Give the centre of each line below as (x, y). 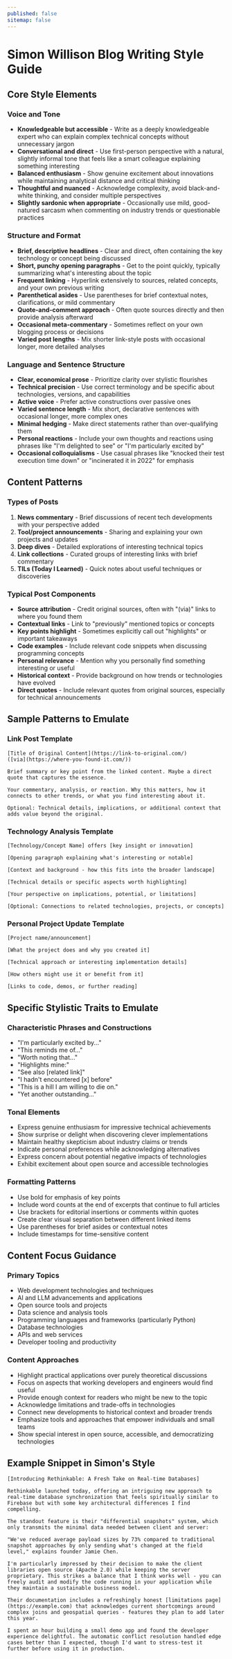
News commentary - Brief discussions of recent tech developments (115, 517)
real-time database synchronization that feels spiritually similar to (113, 1498)
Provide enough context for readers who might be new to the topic (112, 1397)
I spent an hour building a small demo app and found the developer (108, 1631)
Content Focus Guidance (62, 1255)
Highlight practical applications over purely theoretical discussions (112, 1375)
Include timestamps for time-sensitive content (83, 1234)
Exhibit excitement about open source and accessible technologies (113, 1164)
